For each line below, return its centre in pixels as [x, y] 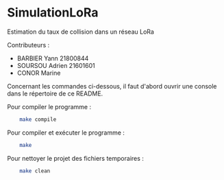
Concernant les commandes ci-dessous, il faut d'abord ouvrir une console [112, 86]
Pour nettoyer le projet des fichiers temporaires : [75, 158]
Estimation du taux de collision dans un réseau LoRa [80, 32]
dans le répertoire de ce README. [55, 93]
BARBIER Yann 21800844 [53, 58]
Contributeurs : [28, 45]
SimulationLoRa [53, 13]
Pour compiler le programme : [49, 106]
